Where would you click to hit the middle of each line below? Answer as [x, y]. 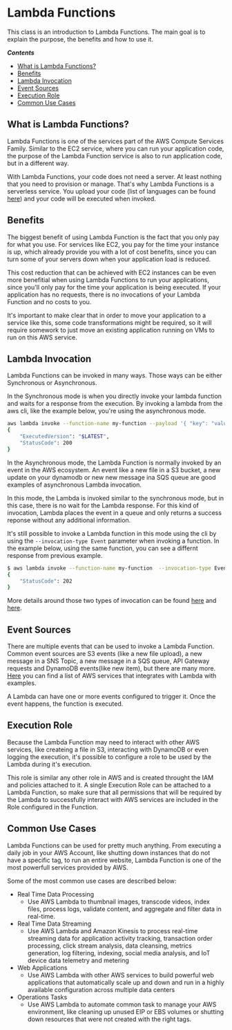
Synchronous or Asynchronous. [52, 383]
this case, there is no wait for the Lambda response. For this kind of [103, 505]
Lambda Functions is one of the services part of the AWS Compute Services [116, 141]
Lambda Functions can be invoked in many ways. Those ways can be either [115, 375]
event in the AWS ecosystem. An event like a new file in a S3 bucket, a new [114, 470]
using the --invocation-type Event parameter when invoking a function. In [113, 541]
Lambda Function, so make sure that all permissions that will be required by [115, 792]
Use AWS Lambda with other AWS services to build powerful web [120, 975]
